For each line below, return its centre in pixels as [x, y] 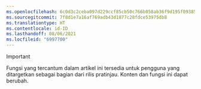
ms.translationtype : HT [36, 23]
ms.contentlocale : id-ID [37, 28]
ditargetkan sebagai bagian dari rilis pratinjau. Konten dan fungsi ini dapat [97, 74]
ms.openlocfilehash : [32, 12]
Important [18, 56]
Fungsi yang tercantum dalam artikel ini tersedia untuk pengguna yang [93, 68]
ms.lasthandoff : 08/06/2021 [41, 34]
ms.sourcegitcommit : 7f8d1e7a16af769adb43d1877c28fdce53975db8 [87, 17]
